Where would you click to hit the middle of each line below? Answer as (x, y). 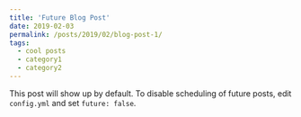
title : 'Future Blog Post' (60, 18)
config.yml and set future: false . (73, 103)
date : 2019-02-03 (42, 26)
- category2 (40, 68)
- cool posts (42, 51)
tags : (19, 43)
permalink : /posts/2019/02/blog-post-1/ (86, 34)
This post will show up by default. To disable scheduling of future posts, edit (150, 93)
